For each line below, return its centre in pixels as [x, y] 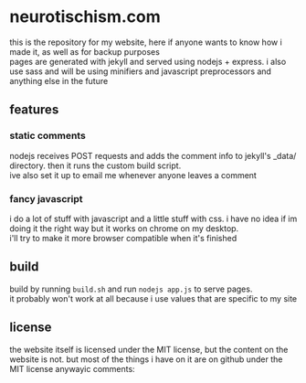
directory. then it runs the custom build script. [95, 165]
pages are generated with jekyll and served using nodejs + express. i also [148, 61]
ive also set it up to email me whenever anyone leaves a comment [133, 175]
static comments [48, 136]
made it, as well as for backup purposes [84, 51]
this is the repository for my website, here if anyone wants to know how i [146, 42]
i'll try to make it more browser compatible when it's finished [123, 238]
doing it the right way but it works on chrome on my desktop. [124, 228]
